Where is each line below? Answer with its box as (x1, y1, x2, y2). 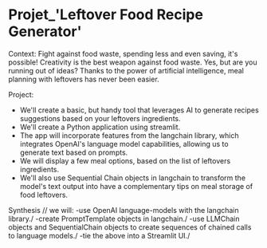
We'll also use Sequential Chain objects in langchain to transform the (19, 173, 245, 183)
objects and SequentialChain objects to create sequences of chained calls (8, 222, 252, 232)
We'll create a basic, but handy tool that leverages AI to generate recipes (19, 105, 259, 115)
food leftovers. (19, 190, 69, 199)
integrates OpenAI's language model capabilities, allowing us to (19, 139, 229, 148)
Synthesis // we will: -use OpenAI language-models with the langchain (8, 205, 239, 215)
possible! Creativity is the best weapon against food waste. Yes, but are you (8, 57, 257, 67)
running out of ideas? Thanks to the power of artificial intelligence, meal (8, 65, 245, 75)
